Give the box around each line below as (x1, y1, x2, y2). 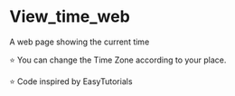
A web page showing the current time (9, 36, 150, 47)
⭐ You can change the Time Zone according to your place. (9, 54, 227, 65)
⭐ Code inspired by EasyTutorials (9, 75, 133, 87)
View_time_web (9, 6, 131, 27)
